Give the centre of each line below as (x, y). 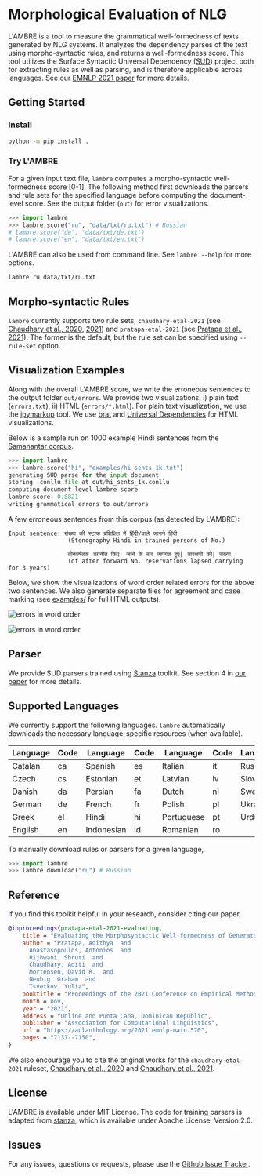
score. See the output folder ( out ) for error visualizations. (117, 203)
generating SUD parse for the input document (83, 475)
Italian (173, 766)
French (99, 804)
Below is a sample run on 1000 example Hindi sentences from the (113, 438)
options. (22, 263)
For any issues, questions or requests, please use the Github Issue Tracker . (129, 1163)
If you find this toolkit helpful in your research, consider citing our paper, (124, 914)
